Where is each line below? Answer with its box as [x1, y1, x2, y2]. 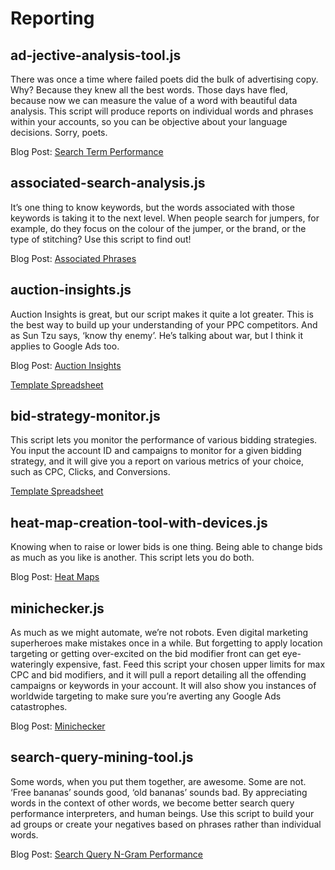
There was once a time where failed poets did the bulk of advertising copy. [10, 73, 319, 85]
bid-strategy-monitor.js [10, 408, 161, 425]
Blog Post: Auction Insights [10, 359, 122, 371]
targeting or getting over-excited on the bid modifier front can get [10, 648, 281, 660]
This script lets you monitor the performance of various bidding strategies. [10, 434, 318, 446]
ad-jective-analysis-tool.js [10, 47, 182, 64]
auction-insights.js [10, 282, 132, 299]
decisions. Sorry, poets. [10, 127, 108, 138]
